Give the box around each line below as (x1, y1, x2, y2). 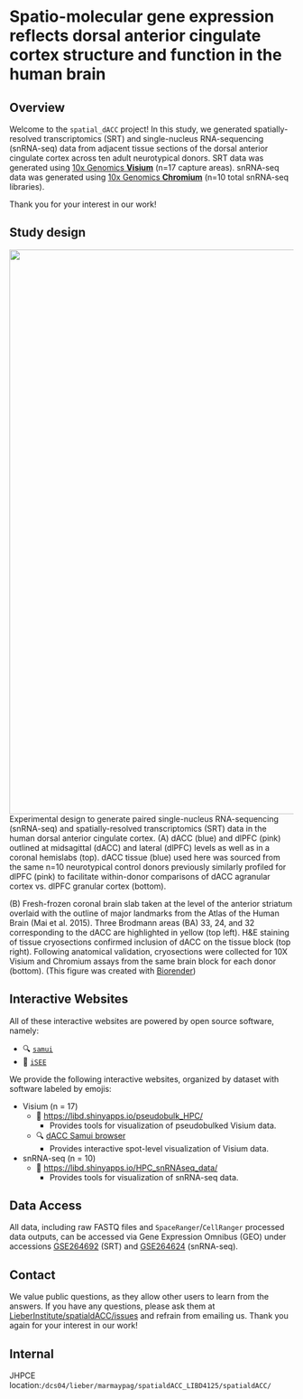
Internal (9, 1346, 54, 1361)
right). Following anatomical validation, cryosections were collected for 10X (9, 946, 289, 956)
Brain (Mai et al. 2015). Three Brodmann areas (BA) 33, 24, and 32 (9, 917, 255, 928)
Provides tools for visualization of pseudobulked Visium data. (49, 1120, 277, 1131)
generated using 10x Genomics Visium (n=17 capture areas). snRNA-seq (9, 163, 280, 173)
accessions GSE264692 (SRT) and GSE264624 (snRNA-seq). (9, 1241, 239, 1252)
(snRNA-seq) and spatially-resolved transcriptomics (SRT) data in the (9, 823, 268, 834)
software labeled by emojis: (9, 1083, 112, 1094)
